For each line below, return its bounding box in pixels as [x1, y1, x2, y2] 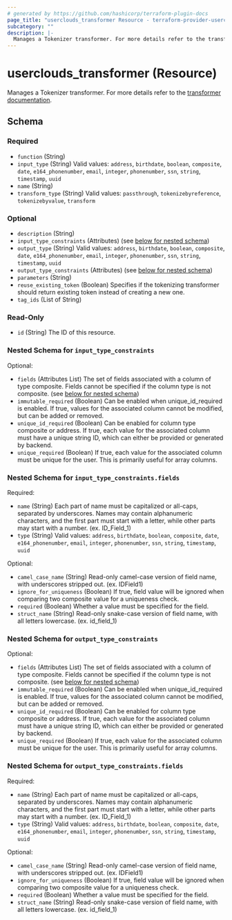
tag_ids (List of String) [17, 295, 82, 304]
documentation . [7, 96, 52, 104]
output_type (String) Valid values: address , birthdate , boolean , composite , [17, 244, 225, 252]
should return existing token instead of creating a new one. [17, 288, 185, 297]
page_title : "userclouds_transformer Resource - [7, 17, 150, 24]
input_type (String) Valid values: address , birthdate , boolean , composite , [17, 160, 222, 168]
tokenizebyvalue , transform [17, 196, 95, 205]
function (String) [17, 152, 66, 160]
